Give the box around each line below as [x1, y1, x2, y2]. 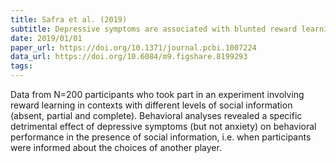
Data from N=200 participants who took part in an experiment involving [10, 89, 305, 100]
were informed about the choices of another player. [10, 142, 222, 153]
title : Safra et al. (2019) [10, 14, 128, 25]
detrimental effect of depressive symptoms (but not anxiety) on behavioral [10, 121, 317, 132]
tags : [10, 61, 33, 71]
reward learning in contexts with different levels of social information [10, 99, 293, 111]
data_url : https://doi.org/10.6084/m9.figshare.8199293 [10, 52, 248, 62]
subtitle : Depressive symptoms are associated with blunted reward [10, 24, 298, 34]
